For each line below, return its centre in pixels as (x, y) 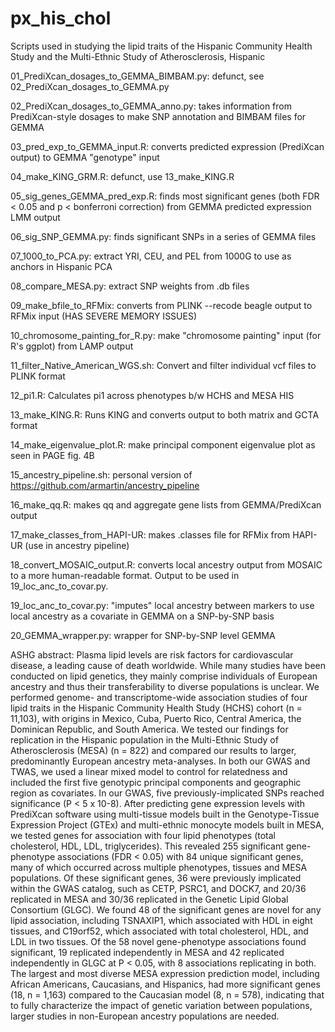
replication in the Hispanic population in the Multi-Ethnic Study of (144, 739)
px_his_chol (61, 18)
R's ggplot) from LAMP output (72, 346)
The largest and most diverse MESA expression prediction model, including (165, 973)
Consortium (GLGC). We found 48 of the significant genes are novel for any (166, 909)
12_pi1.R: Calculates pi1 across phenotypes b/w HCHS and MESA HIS (152, 395)
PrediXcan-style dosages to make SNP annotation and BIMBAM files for (158, 116)
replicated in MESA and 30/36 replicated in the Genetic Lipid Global (149, 899)
